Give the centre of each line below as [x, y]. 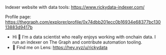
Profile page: [18, 17]
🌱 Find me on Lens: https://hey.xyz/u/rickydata [60, 47]
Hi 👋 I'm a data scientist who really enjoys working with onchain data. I [84, 37]
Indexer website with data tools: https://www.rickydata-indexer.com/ [75, 7]
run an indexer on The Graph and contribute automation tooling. [77, 42]
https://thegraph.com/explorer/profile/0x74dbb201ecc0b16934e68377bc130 [83, 22]
